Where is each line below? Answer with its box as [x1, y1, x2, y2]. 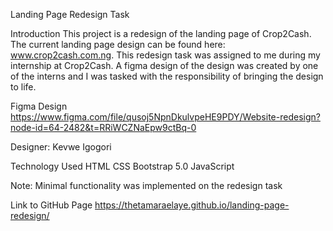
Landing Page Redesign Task [10, 9, 130, 20]
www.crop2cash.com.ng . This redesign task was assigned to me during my [10, 49, 321, 61]
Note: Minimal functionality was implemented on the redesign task [10, 180, 283, 191]
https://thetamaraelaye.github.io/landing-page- [94, 199, 290, 211]
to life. [10, 81, 37, 93]
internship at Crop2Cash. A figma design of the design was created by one [10, 60, 319, 71]
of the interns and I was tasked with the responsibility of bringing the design [10, 70, 324, 82]
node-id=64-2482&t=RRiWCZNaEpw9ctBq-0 [10, 122, 197, 133]
